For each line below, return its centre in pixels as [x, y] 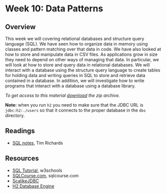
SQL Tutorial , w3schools [37, 170]
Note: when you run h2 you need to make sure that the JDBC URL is [74, 105]
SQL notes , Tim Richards [38, 143]
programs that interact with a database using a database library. [70, 86]
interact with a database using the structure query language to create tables [83, 70]
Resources [22, 158]
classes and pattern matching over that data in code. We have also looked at [83, 49]
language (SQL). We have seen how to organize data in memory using [76, 44]
